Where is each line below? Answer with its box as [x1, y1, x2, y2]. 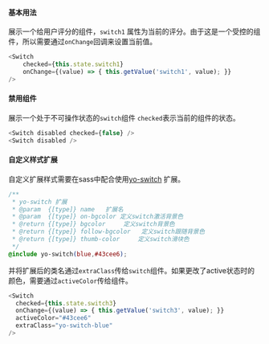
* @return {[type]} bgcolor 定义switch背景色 [11, 220, 175, 228]
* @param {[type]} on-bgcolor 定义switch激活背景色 [11, 213, 184, 221]
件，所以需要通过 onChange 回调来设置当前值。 [8, 37, 157, 47]
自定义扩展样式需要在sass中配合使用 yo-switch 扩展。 [8, 174, 185, 184]
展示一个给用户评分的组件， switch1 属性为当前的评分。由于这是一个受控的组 [8, 27, 261, 36]
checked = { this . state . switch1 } [22, 60, 124, 68]
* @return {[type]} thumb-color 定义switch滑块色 [11, 235, 190, 244]
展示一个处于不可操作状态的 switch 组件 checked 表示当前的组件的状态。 [8, 113, 241, 122]
